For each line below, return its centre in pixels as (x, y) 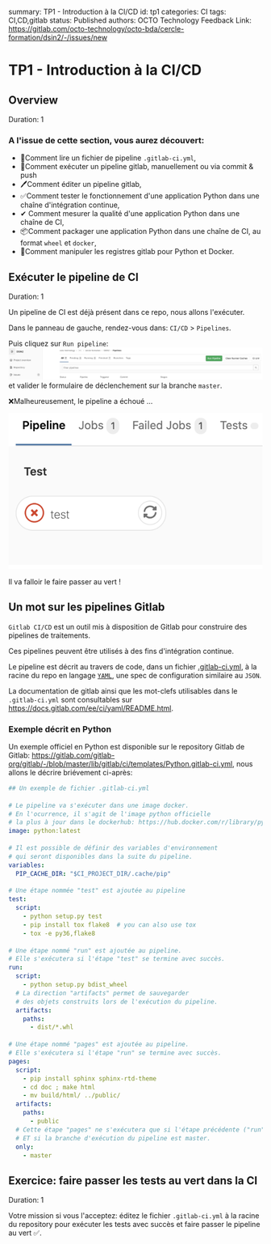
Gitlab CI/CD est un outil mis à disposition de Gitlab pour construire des (128, 626)
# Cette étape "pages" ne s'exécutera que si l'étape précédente (128, 1129)
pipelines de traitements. (50, 635)
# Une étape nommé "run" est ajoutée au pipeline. (95, 950)
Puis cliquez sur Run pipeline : (58, 344)
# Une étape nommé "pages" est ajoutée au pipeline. (99, 1044)
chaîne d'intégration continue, (70, 205)
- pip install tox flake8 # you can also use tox (110, 925)
